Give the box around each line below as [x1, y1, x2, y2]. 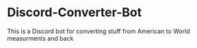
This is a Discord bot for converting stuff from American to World [7, 27, 190, 35]
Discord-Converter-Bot [7, 5, 142, 20]
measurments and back [7, 34, 74, 42]
